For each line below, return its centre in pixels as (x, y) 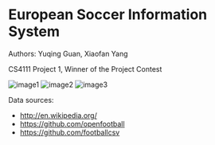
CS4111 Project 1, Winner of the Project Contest (85, 69)
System (34, 31)
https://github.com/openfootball (72, 123)
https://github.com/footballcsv (70, 132)
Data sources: (31, 100)
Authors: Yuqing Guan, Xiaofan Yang (68, 53)
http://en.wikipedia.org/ (58, 115)
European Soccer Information (108, 15)
